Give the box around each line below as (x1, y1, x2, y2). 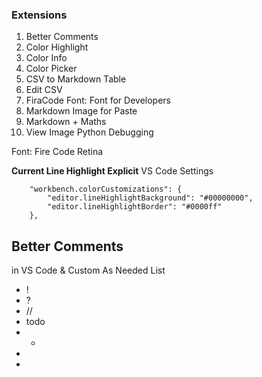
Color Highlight (25, 41, 89, 53)
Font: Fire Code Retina (11, 146, 104, 158)
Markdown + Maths (25, 116, 107, 128)
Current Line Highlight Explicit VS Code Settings (11, 165, 214, 177)
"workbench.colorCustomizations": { (29, 184, 183, 195)
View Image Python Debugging (25, 126, 154, 138)
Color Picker (25, 63, 78, 75)
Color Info (25, 52, 68, 64)
